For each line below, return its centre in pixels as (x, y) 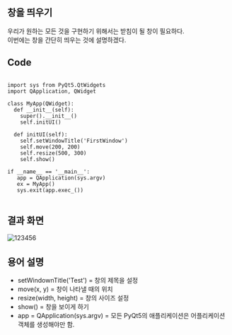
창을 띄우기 (30, 13)
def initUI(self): (41, 134)
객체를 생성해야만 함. (46, 324)
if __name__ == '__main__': (49, 172)
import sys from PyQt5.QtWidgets (57, 85)
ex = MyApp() (36, 184)
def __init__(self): (44, 110)
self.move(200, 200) (50, 147)
